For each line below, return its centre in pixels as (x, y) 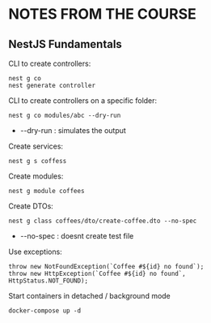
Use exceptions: (35, 252)
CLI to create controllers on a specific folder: (83, 101)
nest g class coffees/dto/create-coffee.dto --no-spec (103, 221)
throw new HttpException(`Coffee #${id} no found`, (97, 273)
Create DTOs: (31, 206)
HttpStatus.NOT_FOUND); (49, 281)
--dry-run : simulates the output (73, 130)
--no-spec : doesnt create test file (77, 236)
